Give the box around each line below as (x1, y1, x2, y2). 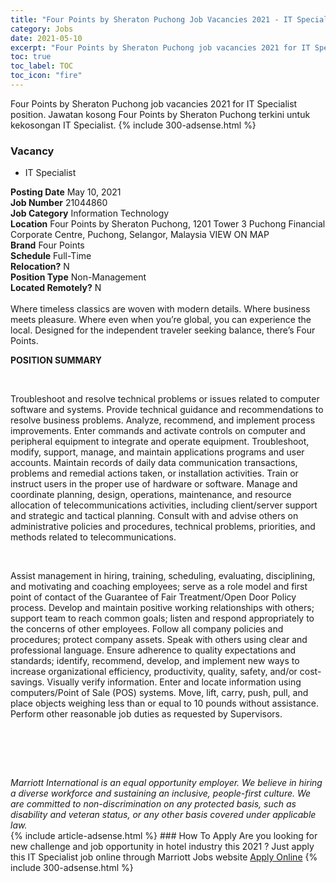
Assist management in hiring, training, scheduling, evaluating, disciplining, (10, 570, 316, 582)
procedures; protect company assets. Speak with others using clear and (10, 634, 308, 646)
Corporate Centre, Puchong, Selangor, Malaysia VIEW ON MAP (10, 229, 270, 241)
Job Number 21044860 (10, 197, 108, 209)
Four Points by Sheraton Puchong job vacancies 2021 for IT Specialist (10, 97, 298, 110)
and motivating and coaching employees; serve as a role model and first (10, 581, 308, 593)
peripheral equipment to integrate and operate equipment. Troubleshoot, (10, 436, 310, 448)
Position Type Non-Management (10, 271, 147, 283)
